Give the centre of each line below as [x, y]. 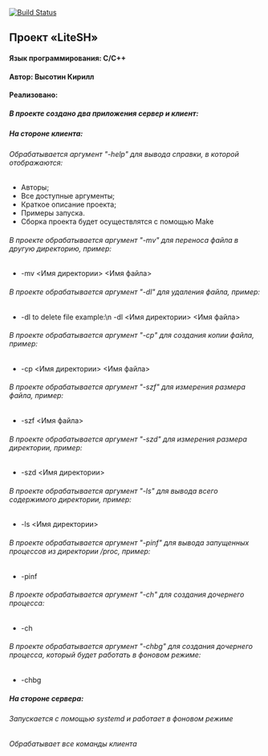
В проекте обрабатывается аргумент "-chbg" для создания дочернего [131, 647]
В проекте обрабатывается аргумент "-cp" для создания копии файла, [132, 335]
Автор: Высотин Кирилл [52, 76]
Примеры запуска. [53, 213]
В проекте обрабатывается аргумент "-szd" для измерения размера [128, 439]
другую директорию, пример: [60, 249]
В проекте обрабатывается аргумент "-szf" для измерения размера [127, 387]
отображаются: [36, 162]
